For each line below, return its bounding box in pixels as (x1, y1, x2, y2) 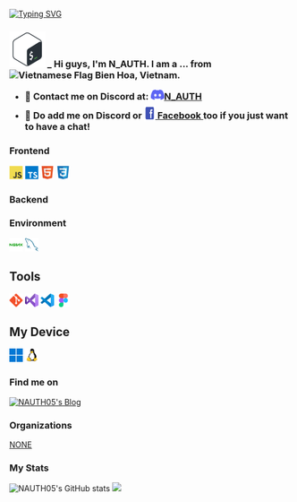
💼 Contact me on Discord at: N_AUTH (24, 91, 203, 103)
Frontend (9, 144, 50, 157)
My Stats (9, 462, 49, 474)
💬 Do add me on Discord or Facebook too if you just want (24, 109, 289, 122)
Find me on (9, 376, 59, 389)
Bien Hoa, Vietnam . (95, 68, 181, 81)
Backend (9, 193, 49, 205)
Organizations (9, 419, 72, 431)
